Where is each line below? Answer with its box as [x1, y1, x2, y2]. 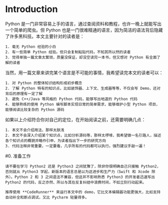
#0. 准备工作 [5, 153, 31, 159]
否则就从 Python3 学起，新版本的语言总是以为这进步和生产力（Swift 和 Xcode [5, 169, 149, 174]
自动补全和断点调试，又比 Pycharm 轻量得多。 [5, 194, 89, 200]
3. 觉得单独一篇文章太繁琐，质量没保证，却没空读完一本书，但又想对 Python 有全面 [5, 55, 157, 60]
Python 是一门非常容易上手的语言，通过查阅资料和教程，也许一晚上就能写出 [5, 21, 162, 27]
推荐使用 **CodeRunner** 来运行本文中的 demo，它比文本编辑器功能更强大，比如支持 [5, 189, 161, 194]
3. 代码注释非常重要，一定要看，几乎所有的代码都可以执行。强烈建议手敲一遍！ [5, 143, 146, 148]
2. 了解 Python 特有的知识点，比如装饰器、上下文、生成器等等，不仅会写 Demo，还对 [5, 86, 161, 91]
